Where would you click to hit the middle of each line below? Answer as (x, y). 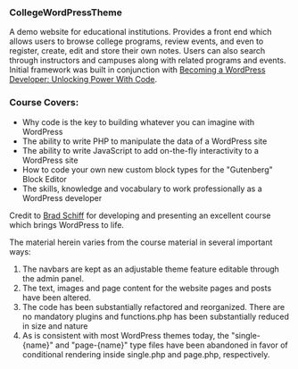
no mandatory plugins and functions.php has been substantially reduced (156, 316)
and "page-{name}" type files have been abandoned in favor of (171, 345)
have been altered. (57, 298)
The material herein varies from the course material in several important (141, 242)
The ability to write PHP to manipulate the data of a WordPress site (145, 141)
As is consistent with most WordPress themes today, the (125, 335)
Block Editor (44, 179)
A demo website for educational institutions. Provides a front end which (141, 32)
